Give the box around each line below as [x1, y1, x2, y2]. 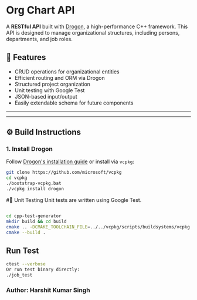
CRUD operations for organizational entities [14, 68, 120, 75]
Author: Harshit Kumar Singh [6, 286, 90, 294]
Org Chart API [6, 4, 75, 17]
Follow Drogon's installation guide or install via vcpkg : [6, 158, 135, 165]
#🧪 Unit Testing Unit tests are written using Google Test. [6, 196, 142, 203]
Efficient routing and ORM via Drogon [14, 74, 106, 81]
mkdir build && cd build [6, 218, 67, 224]
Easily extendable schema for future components [14, 99, 134, 106]
